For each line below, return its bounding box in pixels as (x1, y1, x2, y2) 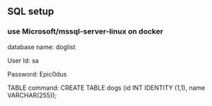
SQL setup (7, 6, 54, 18)
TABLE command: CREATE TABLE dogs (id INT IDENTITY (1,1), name (7, 84, 206, 92)
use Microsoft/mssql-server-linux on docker (7, 27, 164, 37)
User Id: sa (7, 56, 39, 65)
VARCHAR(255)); (7, 91, 57, 99)
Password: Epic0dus (7, 69, 67, 78)
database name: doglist (7, 42, 76, 51)
